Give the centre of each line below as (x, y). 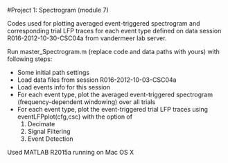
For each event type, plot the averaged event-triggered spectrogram (115, 94)
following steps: (30, 59)
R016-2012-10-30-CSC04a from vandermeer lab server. (87, 38)
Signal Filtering (49, 131)
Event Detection (51, 139)
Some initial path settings (53, 72)
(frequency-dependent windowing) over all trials (86, 102)
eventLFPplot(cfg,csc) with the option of (75, 117)
